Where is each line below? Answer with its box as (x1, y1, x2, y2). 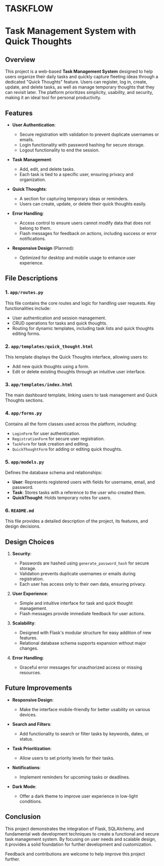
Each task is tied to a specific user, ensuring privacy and (19, 172, 134, 177)
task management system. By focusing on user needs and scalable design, (5, 836, 157, 842)
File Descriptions (5, 274, 58, 283)
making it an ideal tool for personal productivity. (5, 94, 101, 101)
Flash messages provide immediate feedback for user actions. (19, 610, 145, 616)
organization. (19, 177, 47, 182)
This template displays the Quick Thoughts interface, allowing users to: (5, 354, 148, 359)
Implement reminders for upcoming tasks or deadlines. (19, 774, 130, 780)
